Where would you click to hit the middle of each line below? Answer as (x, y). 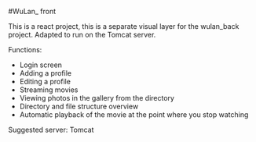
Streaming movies (49, 90)
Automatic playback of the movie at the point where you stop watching (134, 115)
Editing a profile (45, 82)
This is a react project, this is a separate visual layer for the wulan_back (124, 26)
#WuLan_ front (32, 11)
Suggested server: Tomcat (51, 130)
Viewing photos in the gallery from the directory (97, 98)
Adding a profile (46, 73)
